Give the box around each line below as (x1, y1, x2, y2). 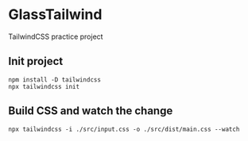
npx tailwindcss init (8, 82, 80, 90)
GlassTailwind (8, 6, 103, 24)
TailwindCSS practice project (8, 32, 103, 41)
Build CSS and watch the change (8, 105, 173, 118)
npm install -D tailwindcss (8, 75, 102, 84)
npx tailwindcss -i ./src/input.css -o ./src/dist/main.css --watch (8, 125, 240, 133)
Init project (8, 55, 64, 68)
